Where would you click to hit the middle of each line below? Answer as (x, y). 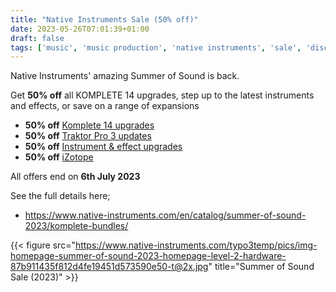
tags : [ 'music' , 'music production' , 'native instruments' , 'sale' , (156, 47)
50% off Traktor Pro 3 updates (88, 136)
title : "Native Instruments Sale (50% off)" (104, 19)
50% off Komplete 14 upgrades (89, 125)
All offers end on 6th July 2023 (75, 177)
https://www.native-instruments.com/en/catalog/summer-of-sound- (165, 215)
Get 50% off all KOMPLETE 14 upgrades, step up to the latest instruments (162, 95)
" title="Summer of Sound (261, 267)
